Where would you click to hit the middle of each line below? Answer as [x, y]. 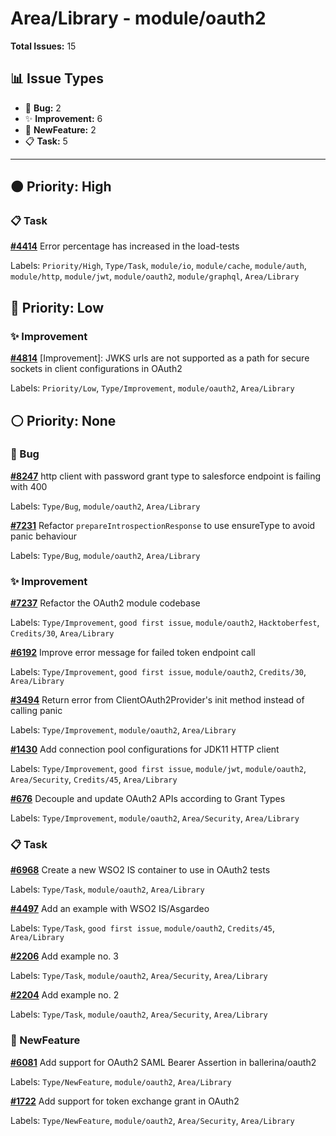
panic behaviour [44, 536]
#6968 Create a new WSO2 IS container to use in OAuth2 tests [140, 870]
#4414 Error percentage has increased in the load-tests [125, 246]
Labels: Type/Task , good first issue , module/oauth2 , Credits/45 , [142, 928]
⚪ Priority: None [63, 420]
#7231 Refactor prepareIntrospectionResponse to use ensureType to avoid [163, 525]
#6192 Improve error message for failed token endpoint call [133, 653]
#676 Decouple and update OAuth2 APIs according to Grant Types [148, 799]
